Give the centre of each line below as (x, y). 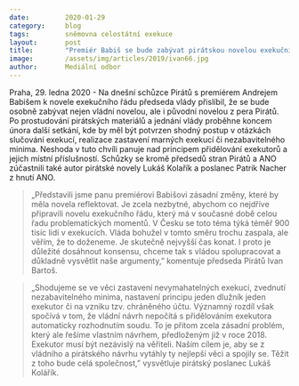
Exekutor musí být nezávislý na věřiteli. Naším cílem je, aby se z (148, 344)
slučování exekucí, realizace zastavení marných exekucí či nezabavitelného (147, 140)
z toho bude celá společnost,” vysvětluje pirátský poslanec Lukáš (151, 363)
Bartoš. (44, 270)
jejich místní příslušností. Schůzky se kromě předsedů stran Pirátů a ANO (143, 158)
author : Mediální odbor (65, 68)
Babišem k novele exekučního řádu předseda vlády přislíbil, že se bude (139, 101)
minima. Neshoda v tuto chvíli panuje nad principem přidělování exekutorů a (148, 149)
